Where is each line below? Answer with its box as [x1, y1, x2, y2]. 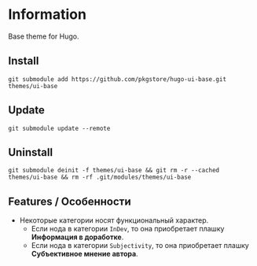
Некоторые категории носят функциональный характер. [19, 216, 209, 225]
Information [8, 6, 86, 24]
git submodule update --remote [8, 124, 111, 132]
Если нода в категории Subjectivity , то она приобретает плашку [31, 241, 249, 250]
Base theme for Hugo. [8, 31, 79, 41]
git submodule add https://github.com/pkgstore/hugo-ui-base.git [8, 75, 226, 83]
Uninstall [8, 146, 53, 159]
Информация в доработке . [31, 232, 124, 242]
